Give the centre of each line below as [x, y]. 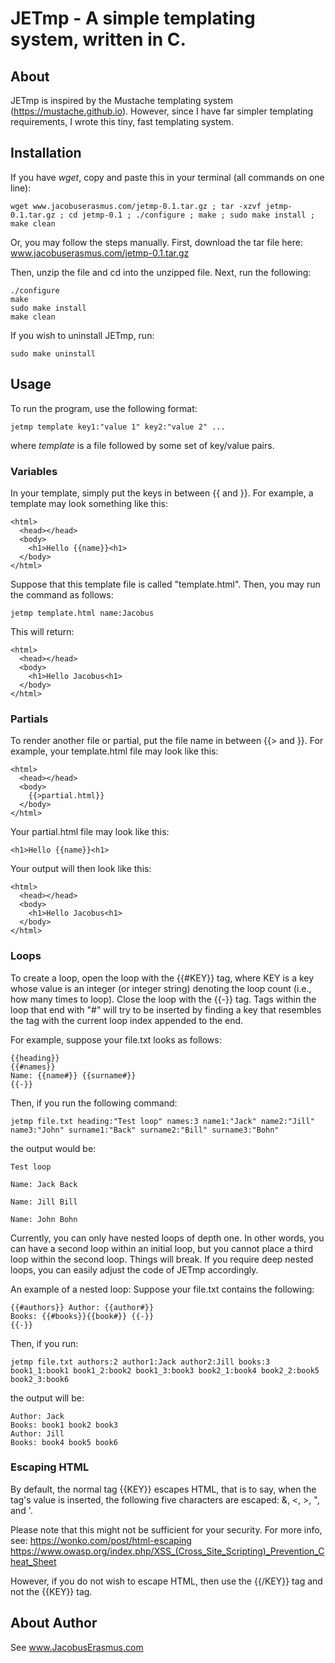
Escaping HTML [50, 1467]
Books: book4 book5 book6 [64, 1442]
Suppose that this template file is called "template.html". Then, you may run [165, 584]
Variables [34, 471]
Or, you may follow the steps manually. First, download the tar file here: [156, 242]
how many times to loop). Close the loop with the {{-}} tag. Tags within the [163, 999]
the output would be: [53, 1148]
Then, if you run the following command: [94, 1103]
